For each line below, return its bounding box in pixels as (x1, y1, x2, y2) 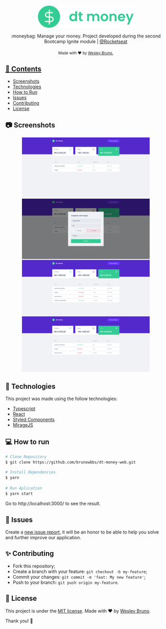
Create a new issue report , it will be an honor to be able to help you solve (5, 529, 159, 535)
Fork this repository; (12, 563, 55, 569)
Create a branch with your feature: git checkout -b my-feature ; (12, 568, 148, 575)
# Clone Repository (5, 455, 47, 460)
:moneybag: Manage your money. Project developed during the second (11, 33, 161, 39)
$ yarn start (5, 491, 33, 497)
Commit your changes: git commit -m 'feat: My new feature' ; (12, 574, 146, 580)
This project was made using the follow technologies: (5, 396, 117, 402)
